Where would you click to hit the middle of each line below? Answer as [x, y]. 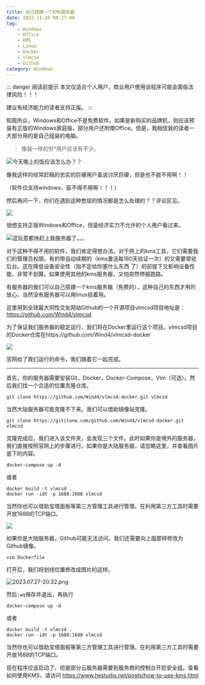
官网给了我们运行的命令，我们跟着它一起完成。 [65, 359]
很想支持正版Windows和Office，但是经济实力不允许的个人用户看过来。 [95, 225]
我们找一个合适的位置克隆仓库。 [52, 386]
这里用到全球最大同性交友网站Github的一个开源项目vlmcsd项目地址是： [96, 308]
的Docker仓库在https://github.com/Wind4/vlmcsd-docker [79, 335]
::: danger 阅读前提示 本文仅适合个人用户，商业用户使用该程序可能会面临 [97, 87]
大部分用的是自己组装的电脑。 [44, 136]
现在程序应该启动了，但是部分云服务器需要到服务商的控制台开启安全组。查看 [103, 668]
